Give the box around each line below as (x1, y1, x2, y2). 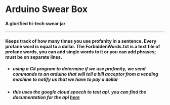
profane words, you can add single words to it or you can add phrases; (5, 49, 156, 55)
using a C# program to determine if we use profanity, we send (12, 65, 146, 71)
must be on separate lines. (5, 54, 62, 60)
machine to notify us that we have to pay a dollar (12, 76, 118, 82)
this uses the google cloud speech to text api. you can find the (12, 89, 147, 95)
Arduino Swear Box (5, 4, 88, 15)
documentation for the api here (12, 94, 80, 100)
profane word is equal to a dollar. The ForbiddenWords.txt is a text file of (5, 43, 160, 49)
